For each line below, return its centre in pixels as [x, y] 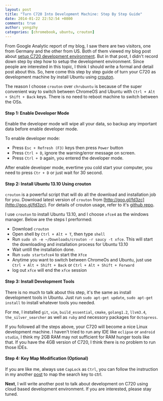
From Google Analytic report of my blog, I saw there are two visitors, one [78, 46]
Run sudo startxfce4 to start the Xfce [49, 255]
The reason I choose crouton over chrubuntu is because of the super [73, 86]
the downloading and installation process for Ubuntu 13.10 [70, 244]
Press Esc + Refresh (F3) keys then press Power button [67, 148]
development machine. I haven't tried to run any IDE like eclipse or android [80, 331]
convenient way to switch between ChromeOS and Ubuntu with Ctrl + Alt [80, 91]
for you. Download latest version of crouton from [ [55, 200]
